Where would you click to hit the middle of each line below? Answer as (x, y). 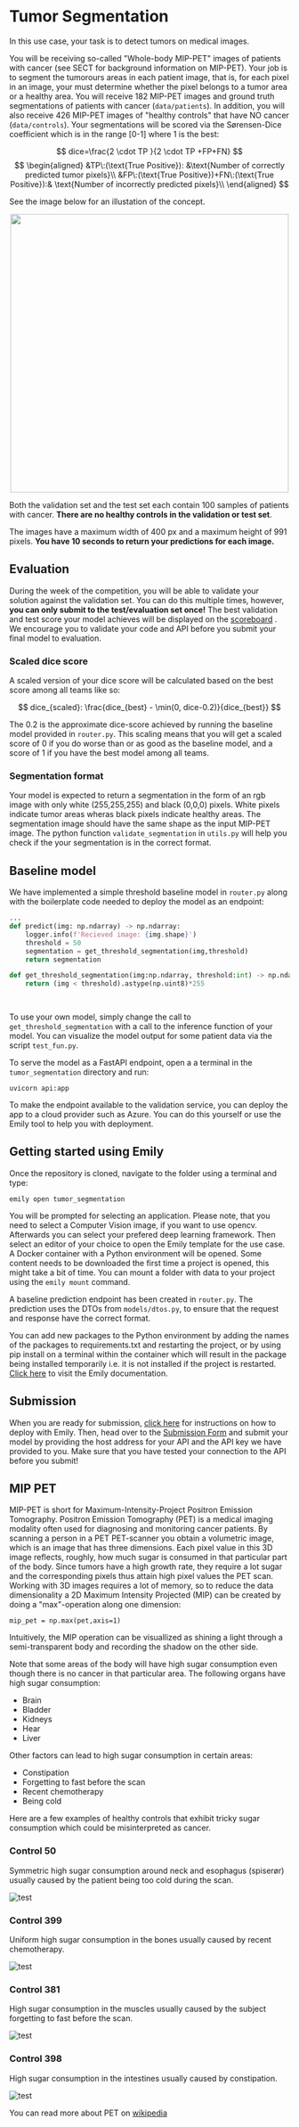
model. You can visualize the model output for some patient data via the (141, 1036)
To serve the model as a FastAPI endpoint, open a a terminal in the (131, 1063)
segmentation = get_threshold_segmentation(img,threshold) (137, 951)
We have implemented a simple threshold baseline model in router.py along (148, 892)
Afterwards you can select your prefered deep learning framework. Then (142, 1234)
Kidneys (37, 1719)
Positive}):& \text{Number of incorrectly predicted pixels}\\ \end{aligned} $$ (149, 184)
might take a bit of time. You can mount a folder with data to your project (142, 1272)
